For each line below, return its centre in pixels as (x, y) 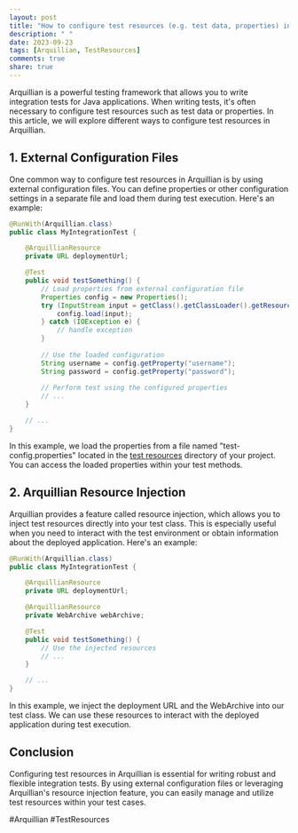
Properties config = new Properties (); (115, 297)
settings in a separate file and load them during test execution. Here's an (142, 198)
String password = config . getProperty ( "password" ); (139, 371)
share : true (31, 67)
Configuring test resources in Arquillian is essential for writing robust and (143, 773)
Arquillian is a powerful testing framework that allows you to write (129, 92)
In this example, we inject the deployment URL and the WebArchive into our (147, 706)
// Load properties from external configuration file (142, 289)
